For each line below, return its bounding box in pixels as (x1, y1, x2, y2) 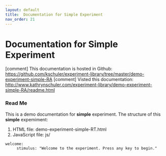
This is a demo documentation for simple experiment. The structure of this (5, 111, 161, 117)
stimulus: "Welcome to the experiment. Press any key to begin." (16, 145, 157, 151)
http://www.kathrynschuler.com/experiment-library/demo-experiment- (5, 82, 153, 88)
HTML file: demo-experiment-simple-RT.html (12, 126, 107, 132)
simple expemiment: (5, 116, 48, 122)
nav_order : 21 (5, 17, 35, 22)
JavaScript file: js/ (12, 131, 51, 137)
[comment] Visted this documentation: (53, 76, 134, 83)
